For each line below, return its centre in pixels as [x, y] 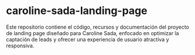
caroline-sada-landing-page [77, 11]
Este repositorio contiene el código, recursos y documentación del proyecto [97, 27]
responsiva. [20, 46]
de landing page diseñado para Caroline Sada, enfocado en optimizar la [93, 33]
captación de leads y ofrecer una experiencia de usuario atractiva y [88, 39]
